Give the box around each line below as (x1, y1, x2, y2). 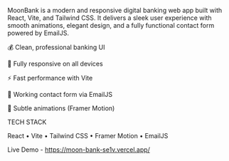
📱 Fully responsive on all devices (7, 60, 103, 68)
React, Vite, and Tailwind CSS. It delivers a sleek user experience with (7, 14, 212, 22)
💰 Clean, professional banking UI (7, 43, 105, 51)
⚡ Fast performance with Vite (7, 74, 93, 82)
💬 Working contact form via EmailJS (7, 90, 112, 98)
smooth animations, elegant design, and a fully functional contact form (7, 21, 215, 29)
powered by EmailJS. (7, 28, 70, 37)
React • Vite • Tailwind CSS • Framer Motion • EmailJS (7, 132, 169, 140)
